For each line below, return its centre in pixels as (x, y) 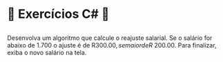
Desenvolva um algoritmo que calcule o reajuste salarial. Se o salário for (110, 38)
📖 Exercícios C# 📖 (58, 14)
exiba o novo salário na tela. (47, 52)
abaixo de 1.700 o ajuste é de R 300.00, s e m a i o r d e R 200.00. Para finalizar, (112, 45)
